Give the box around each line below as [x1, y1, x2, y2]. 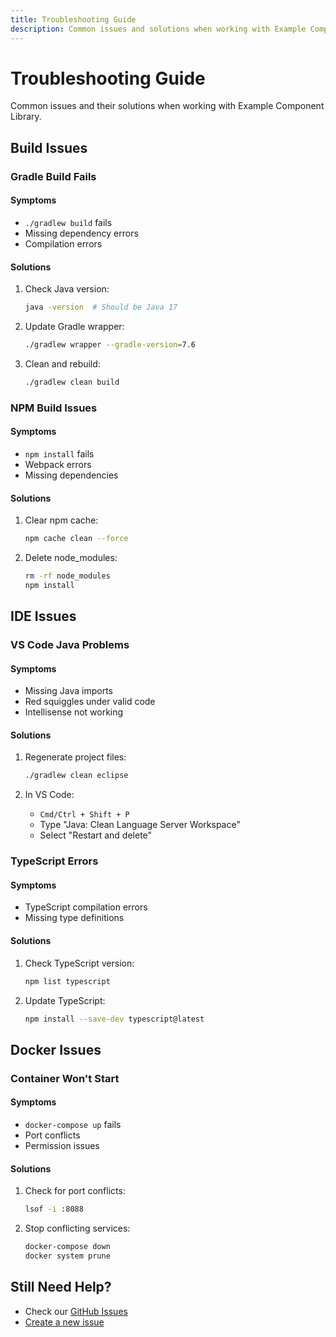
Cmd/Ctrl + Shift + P [39, 810, 130, 820]
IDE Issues [10, 608, 77, 625]
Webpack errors [24, 458, 92, 470]
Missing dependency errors [24, 227, 139, 239]
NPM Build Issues [10, 401, 98, 415]
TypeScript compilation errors [24, 901, 148, 913]
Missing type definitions [24, 912, 125, 924]
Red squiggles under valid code [24, 696, 156, 708]
